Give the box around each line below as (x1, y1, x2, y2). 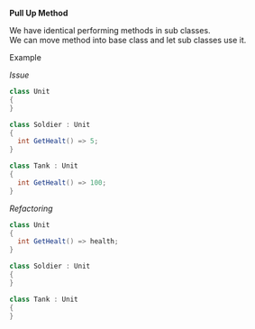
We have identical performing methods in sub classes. (9, 25, 211, 35)
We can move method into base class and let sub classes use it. (9, 35, 247, 45)
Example (9, 52, 42, 62)
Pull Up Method (9, 8, 68, 18)
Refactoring (9, 203, 53, 214)
